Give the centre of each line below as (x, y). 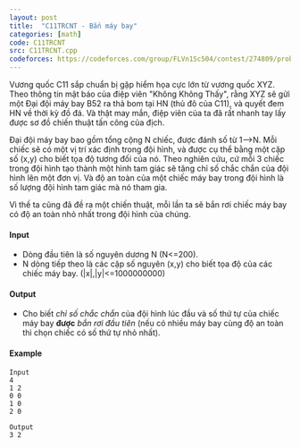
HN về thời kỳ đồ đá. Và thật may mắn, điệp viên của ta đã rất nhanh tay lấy (148, 113)
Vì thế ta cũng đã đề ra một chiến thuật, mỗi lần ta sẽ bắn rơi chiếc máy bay (148, 205)
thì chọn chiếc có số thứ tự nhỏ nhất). (91, 333)
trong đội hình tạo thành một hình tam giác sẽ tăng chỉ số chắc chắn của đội (149, 168)
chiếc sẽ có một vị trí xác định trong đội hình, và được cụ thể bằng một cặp (147, 149)
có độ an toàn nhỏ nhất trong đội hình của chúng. (100, 214)
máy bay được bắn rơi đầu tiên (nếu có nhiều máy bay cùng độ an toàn (153, 324)
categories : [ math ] (46, 34)
